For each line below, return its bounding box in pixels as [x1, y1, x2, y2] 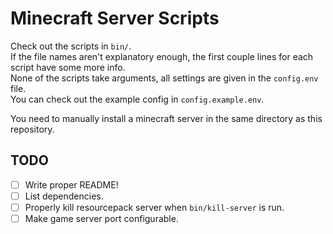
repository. [10, 123, 55, 135]
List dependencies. [24, 190, 104, 202]
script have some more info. [10, 61, 126, 73]
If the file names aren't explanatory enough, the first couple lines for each [10, 50, 314, 62]
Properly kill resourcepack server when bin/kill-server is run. [24, 201, 285, 213]
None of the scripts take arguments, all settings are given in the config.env [10, 72, 319, 84]
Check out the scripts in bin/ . [10, 40, 132, 52]
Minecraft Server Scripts [10, 7, 220, 30]
